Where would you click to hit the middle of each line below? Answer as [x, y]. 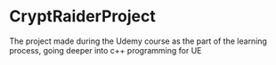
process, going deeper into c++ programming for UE [106, 50]
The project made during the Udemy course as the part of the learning [138, 41]
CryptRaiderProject [82, 16]
